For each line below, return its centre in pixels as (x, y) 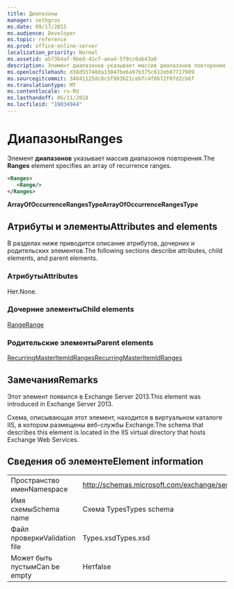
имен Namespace (39, 489)
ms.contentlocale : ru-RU (43, 91)
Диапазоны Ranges (65, 139)
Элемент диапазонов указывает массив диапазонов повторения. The (111, 158)
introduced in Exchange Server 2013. (60, 404)
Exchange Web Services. (43, 439)
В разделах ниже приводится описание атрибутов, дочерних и (101, 243)
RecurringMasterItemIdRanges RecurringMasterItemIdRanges (95, 358)
